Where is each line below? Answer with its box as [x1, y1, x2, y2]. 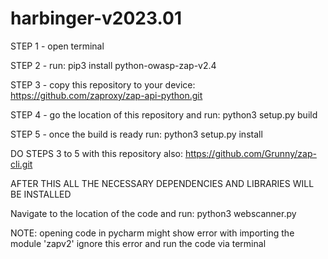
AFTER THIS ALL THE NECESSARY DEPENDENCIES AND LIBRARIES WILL [10, 177, 315, 189]
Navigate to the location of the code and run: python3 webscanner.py [10, 207, 297, 219]
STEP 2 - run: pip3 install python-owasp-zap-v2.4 [10, 59, 217, 71]
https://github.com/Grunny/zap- [184, 147, 317, 159]
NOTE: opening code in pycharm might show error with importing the [10, 227, 295, 239]
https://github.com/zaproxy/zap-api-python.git [10, 89, 203, 101]
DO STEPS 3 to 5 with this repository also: [10, 147, 183, 159]
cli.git [10, 158, 33, 170]
